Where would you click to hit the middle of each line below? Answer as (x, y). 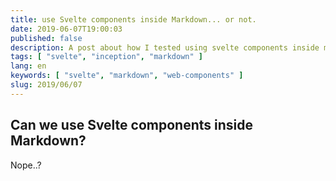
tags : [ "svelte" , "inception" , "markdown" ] (106, 57)
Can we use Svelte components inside (131, 125)
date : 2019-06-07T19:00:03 (66, 29)
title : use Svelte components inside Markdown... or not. (133, 19)
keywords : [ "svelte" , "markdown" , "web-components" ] (127, 76)
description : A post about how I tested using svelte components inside (165, 47)
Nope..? (26, 165)
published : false (46, 38)
